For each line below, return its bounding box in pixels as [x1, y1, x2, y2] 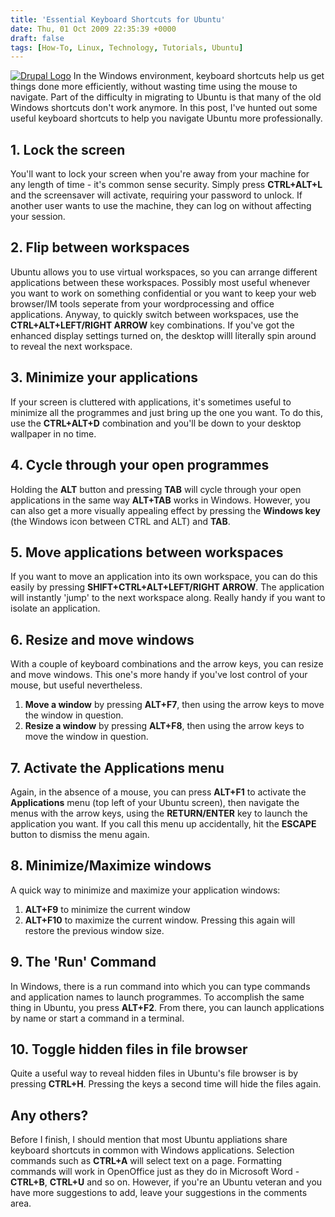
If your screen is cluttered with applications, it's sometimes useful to [10, 396, 292, 408]
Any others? [10, 1107, 89, 1124]
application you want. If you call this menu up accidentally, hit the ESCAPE [10, 817, 317, 830]
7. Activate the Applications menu [10, 759, 225, 776]
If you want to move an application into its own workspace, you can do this [10, 571, 318, 583]
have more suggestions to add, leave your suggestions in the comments [10, 1187, 308, 1199]
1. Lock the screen [10, 141, 126, 158]
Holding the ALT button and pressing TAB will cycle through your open [10, 483, 302, 495]
